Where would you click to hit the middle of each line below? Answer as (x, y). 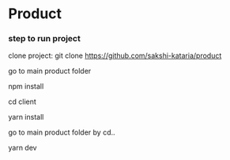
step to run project (44, 39)
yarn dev (23, 148)
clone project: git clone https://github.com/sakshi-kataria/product (115, 55)
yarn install (26, 117)
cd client (23, 102)
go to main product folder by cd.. (62, 132)
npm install (26, 86)
